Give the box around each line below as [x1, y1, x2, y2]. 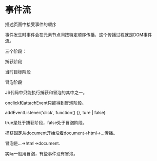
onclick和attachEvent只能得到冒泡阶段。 [5, 100, 86, 106]
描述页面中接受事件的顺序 [5, 21, 57, 27]
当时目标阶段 [5, 69, 31, 74]
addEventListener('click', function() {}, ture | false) [5, 109, 106, 115]
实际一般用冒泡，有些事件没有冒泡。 [5, 150, 78, 156]
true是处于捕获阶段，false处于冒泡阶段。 [5, 120, 87, 125]
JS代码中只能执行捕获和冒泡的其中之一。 [5, 89, 87, 95]
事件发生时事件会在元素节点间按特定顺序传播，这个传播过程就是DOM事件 [5, 32, 152, 37]
